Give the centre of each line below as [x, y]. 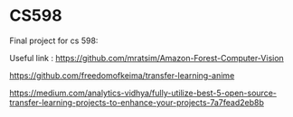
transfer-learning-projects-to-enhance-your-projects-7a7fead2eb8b [137, 102]
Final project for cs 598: [54, 40]
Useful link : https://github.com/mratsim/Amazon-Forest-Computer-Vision [147, 58]
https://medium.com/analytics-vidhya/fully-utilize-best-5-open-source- [143, 93]
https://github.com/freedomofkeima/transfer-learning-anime [122, 75]
